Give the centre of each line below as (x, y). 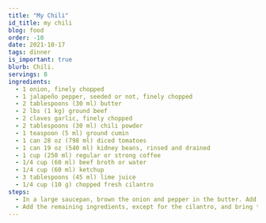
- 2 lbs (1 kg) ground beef (62, 111)
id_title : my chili (40, 23)
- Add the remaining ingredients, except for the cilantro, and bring (134, 206)
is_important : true (40, 60)
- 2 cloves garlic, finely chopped (74, 119)
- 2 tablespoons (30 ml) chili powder (80, 126)
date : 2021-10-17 (37, 45)
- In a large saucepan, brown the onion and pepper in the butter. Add (136, 199)
